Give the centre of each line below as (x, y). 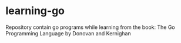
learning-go (35, 11)
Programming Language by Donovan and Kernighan (68, 33)
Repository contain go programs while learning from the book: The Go (90, 27)
